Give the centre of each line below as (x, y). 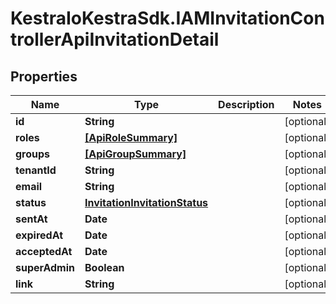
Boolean (104, 267)
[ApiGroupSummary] (135, 154)
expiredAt (39, 235)
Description (246, 104)
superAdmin (45, 267)
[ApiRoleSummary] (131, 137)
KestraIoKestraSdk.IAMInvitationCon (167, 18)
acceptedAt (44, 251)
